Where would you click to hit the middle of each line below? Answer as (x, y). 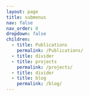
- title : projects (34, 61)
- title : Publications (39, 45)
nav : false (20, 23)
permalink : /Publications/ (50, 51)
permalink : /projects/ (45, 67)
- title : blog (29, 78)
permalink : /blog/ (39, 84)
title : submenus (26, 17)
